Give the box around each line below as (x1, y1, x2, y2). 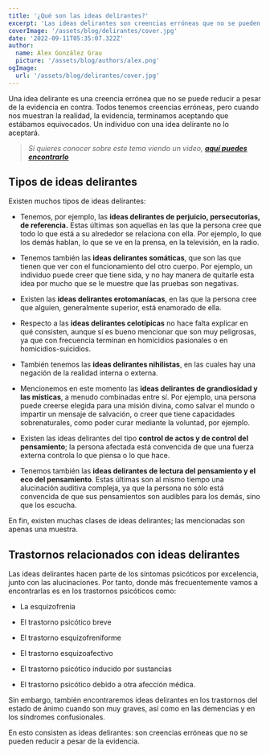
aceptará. (8, 128, 40, 137)
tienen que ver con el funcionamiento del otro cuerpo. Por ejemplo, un (19, 262, 253, 272)
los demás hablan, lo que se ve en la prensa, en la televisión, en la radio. (19, 238, 260, 248)
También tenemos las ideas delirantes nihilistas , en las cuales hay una (19, 359, 256, 370)
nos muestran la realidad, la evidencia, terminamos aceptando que (8, 110, 229, 121)
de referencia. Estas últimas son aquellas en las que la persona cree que (19, 220, 262, 230)
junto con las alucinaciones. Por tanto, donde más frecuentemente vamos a (8, 578, 259, 588)
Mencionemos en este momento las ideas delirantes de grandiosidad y (19, 383, 259, 394)
